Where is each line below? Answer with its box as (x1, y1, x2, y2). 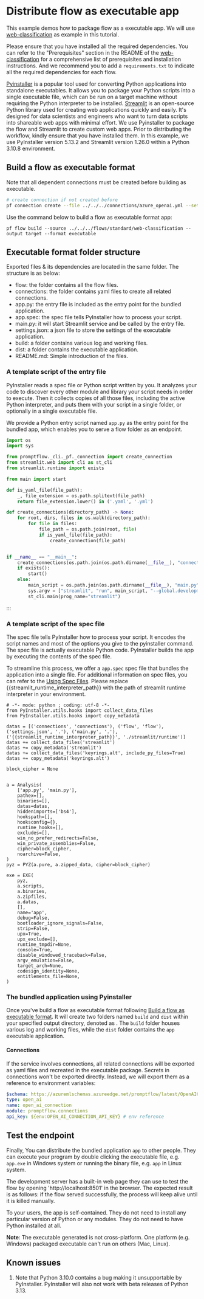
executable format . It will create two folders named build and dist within (6, 1013, 188, 1021)
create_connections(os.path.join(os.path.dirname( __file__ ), (17, 559, 175, 566)
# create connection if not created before (6, 196, 118, 203)
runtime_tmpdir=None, (17, 942, 72, 948)
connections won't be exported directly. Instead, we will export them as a (6, 1073, 189, 1080)
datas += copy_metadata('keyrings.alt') (6, 756, 110, 762)
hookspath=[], (17, 814, 53, 820)
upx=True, (17, 931, 42, 937)
